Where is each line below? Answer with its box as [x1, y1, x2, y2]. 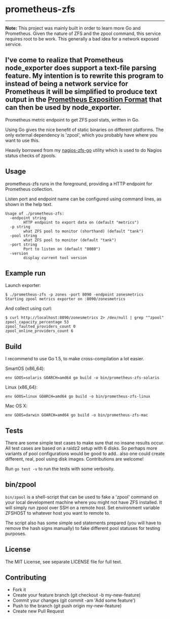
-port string [10, 242, 37, 247]
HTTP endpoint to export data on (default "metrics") [23, 220, 139, 225]
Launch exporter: [5, 282, 41, 288]
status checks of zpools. [5, 152, 57, 158]
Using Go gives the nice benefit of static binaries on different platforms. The [5, 127, 164, 133]
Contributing [5, 573, 47, 582]
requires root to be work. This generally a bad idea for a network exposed [5, 35, 159, 42]
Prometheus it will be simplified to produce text [5, 88, 157, 96]
